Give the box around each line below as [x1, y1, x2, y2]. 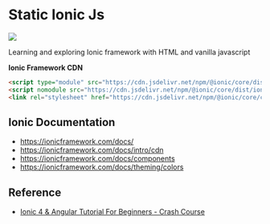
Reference [8, 185, 62, 199]
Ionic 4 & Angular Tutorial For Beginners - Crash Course [19, 207, 205, 217]
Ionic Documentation [8, 115, 116, 129]
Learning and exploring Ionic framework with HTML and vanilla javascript [8, 47, 251, 57]
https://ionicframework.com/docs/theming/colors [19, 162, 184, 172]
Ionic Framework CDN [8, 63, 83, 72]
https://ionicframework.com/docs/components [19, 154, 175, 164]
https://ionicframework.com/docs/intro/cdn [19, 145, 164, 155]
